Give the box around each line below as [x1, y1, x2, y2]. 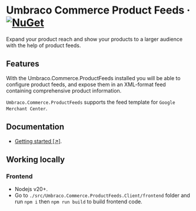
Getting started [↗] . [14, 137, 62, 144]
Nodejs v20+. [14, 186, 48, 193]
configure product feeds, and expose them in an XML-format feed [6, 81, 166, 88]
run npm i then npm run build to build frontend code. [14, 198, 142, 205]
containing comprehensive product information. [6, 87, 122, 94]
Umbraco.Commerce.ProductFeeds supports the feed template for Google [6, 98, 175, 105]
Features [6, 59, 39, 69]
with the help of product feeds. [6, 42, 81, 49]
